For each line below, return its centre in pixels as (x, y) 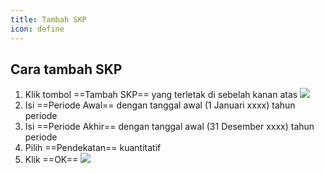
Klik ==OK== (51, 160)
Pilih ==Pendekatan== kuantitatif (93, 148)
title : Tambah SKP (48, 19)
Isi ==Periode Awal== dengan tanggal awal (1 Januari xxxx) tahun (160, 105)
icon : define (37, 29)
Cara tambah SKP (66, 69)
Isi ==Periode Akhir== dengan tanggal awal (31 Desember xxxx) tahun (169, 127)
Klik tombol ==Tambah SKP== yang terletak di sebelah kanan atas (161, 95)
